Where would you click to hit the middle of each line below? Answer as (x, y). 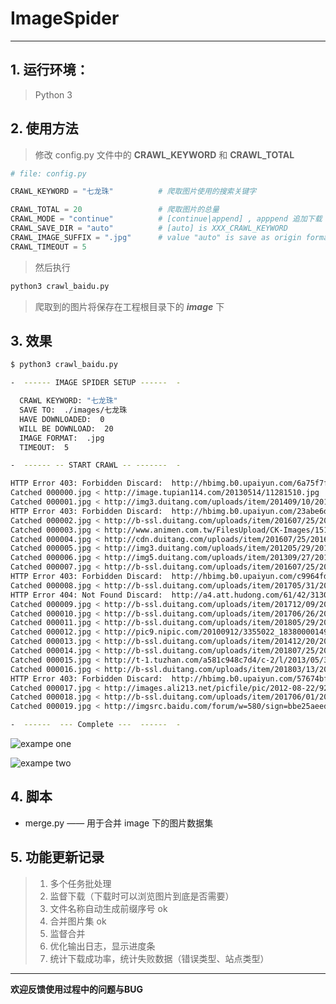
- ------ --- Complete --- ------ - (96, 725)
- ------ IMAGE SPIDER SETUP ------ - (96, 383)
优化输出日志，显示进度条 (102, 946)
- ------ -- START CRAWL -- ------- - (96, 465)
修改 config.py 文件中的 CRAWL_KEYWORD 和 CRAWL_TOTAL (164, 154)
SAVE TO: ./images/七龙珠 (73, 410)
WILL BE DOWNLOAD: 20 (66, 428)
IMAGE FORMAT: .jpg (62, 438)
